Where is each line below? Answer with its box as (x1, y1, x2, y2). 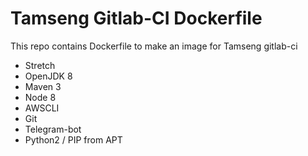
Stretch (24, 59, 56, 71)
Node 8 (24, 91, 57, 103)
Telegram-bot (24, 123, 82, 135)
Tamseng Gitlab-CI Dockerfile (10, 7, 263, 30)
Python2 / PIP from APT (24, 133, 123, 146)
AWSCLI (24, 102, 60, 114)
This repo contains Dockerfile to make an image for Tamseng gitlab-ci (10, 40, 298, 52)
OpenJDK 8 (24, 70, 73, 82)
